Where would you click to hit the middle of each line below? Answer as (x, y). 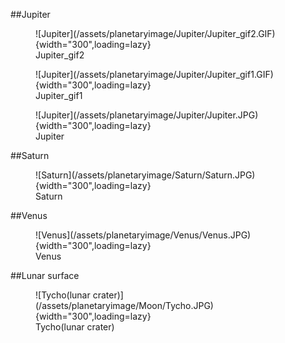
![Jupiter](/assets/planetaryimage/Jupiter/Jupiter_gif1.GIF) (154, 74)
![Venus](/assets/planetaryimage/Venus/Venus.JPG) (143, 235)
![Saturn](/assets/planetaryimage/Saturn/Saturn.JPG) (145, 175)
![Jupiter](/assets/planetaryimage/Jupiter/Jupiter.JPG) (147, 115)
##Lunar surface (45, 275)
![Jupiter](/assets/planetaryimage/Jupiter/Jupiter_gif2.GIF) (155, 33)
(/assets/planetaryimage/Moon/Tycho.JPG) (124, 305)
